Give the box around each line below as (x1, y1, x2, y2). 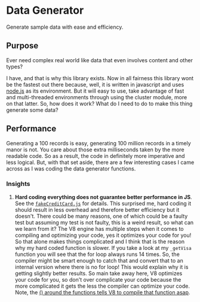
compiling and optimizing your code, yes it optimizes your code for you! (14, 231, 192, 239)
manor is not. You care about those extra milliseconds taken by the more (6, 146, 184, 153)
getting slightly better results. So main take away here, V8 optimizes (14, 270, 183, 277)
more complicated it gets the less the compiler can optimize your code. (14, 282, 190, 289)
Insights (6, 180, 30, 188)
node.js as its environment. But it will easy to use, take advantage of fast (6, 87, 184, 94)
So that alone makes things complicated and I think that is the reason (14, 237, 185, 245)
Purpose (6, 41, 39, 51)
